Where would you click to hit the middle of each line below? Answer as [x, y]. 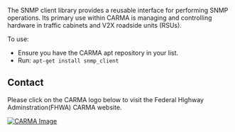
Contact [26, 83]
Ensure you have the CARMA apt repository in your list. [98, 53]
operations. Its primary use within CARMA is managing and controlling [110, 18]
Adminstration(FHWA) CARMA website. [65, 107]
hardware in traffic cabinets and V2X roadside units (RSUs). [95, 25]
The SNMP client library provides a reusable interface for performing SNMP [118, 10]
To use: [18, 39]
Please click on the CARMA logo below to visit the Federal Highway [106, 99]
